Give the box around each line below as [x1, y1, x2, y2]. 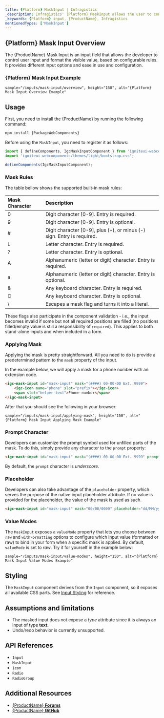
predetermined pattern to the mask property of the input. [5, 357, 118, 363]
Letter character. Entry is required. [45, 240, 124, 247]
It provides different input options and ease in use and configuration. [5, 62, 143, 68]
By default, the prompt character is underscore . [5, 463, 100, 469]
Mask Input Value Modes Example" [5, 558, 73, 563]
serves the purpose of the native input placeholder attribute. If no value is [5, 492, 153, 498]
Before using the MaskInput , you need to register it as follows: [5, 140, 128, 146]
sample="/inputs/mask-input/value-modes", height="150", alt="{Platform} [5, 554, 159, 559]
